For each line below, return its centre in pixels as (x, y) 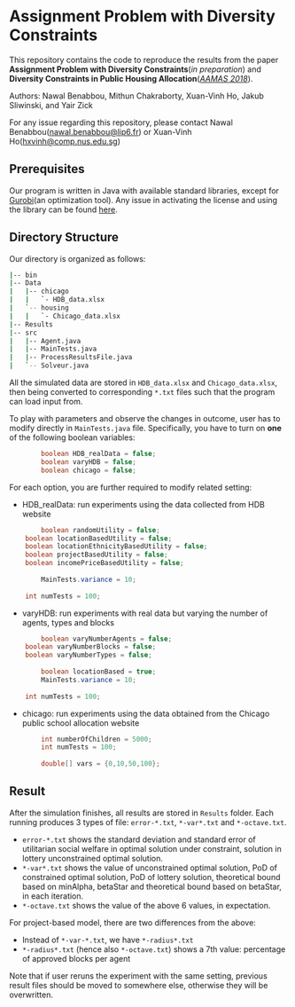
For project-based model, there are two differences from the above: (133, 922)
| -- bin (23, 275)
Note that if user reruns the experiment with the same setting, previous (138, 976)
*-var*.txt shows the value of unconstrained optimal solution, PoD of (149, 868)
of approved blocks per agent (76, 958)
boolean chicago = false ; (89, 470)
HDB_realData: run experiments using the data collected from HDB (144, 504)
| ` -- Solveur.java (49, 366)
